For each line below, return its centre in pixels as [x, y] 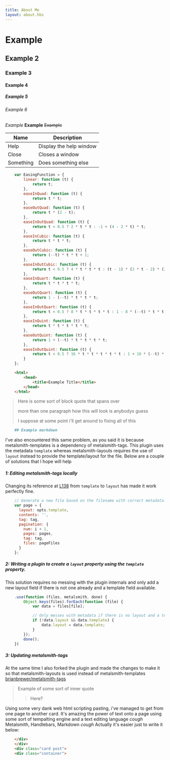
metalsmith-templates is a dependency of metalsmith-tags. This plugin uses [84, 445]
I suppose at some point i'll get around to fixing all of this [77, 421]
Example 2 [22, 59]
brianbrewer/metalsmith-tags [36, 679]
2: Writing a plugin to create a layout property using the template [75, 564]
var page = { [28, 506]
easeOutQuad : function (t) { [54, 208]
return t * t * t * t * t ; [61, 326]
